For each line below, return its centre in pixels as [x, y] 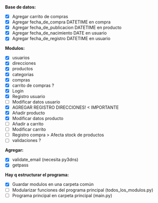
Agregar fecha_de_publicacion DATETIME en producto [67, 28]
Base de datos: [20, 7]
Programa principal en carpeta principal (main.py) [62, 195]
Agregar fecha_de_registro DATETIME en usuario [61, 39]
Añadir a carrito [28, 124]
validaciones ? [27, 141]
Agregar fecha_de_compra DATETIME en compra [61, 22]
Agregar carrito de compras [40, 16]
